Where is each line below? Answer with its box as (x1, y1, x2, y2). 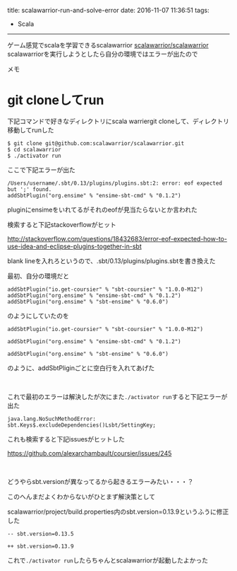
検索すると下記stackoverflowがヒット (7, 220, 116, 229)
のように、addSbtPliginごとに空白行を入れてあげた (7, 364, 155, 372)
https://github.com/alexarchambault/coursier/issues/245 (7, 449, 172, 457)
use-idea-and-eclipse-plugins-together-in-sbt (7, 242, 142, 250)
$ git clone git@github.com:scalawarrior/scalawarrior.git (7, 139, 185, 147)
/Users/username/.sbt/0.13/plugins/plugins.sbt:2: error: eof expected (7, 180, 222, 187)
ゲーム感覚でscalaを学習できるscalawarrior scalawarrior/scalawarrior (7, 41, 209, 49)
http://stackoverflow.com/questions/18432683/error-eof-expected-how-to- (7, 234, 228, 243)
